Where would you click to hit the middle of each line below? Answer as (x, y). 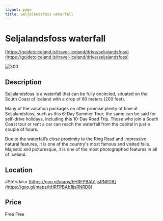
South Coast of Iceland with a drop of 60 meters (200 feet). (65, 99)
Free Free (15, 214)
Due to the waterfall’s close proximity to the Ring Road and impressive (76, 139)
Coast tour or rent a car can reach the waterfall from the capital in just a (78, 124)
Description (23, 82)
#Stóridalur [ (18, 182)
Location (19, 170)
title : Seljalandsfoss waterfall (39, 14)
